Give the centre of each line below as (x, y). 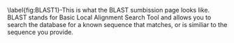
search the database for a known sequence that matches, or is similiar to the (117, 25)
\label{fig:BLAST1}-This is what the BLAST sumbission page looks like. (109, 10)
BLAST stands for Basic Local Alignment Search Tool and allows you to (109, 17)
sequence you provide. (40, 32)
